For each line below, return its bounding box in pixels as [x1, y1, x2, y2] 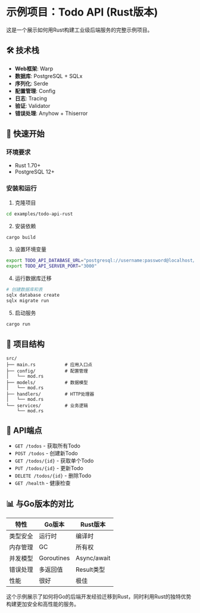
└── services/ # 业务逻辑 [6, 403, 88, 409]
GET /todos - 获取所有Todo [14, 442, 81, 450]
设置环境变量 [14, 245, 46, 253]
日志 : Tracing [14, 95, 48, 102]
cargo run [6, 321, 31, 327]
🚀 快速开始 [6, 129, 45, 139]
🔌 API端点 [6, 425, 42, 435]
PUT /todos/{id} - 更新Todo [14, 465, 83, 472]
